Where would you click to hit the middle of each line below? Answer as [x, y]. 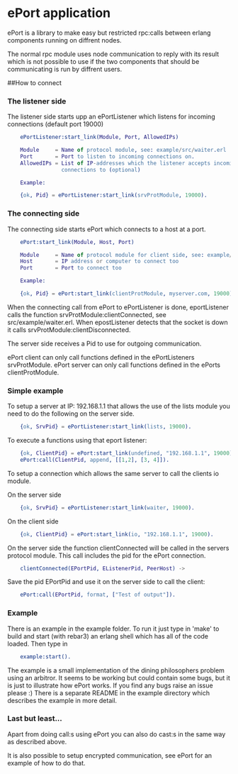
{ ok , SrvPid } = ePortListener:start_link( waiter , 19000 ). [107, 508]
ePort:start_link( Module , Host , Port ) [77, 242]
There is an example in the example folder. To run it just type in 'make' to [113, 629]
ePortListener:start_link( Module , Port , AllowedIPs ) [100, 137]
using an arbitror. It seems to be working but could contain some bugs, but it [119, 678]
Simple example [35, 390]
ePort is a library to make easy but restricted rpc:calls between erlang [109, 33]
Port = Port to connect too [71, 268]
